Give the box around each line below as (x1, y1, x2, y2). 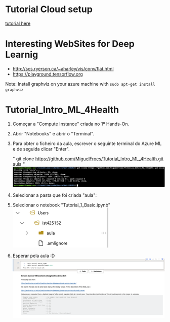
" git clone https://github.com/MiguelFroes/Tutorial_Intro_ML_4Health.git (12, 156, 163, 162)
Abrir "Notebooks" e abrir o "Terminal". (12, 130, 95, 136)
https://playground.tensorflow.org (12, 71, 83, 77)
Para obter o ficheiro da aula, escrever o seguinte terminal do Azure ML (12, 140, 162, 147)
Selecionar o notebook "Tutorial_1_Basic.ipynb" (12, 202, 110, 208)
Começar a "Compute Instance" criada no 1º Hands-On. (12, 121, 130, 127)
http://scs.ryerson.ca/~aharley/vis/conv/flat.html (12, 65, 114, 71)
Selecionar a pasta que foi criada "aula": (12, 192, 97, 198)
